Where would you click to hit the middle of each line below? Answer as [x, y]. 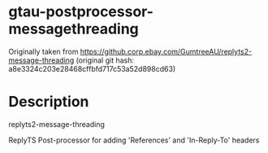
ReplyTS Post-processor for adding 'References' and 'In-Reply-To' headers [134, 140]
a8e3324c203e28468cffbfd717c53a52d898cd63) [92, 68]
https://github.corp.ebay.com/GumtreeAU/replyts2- [166, 51]
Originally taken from [43, 51]
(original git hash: [105, 60]
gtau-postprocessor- [81, 12]
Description [49, 102]
